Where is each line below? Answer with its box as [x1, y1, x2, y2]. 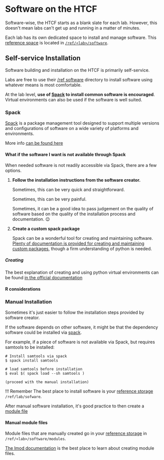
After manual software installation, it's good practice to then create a [5, 403, 144, 409]
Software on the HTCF [5, 3, 98, 15]
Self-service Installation [5, 54, 81, 63]
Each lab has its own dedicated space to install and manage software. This [5, 34, 157, 40]
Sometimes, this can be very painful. [12, 196, 87, 202]
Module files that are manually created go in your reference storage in [5, 430, 147, 436]
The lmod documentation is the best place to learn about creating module [5, 445, 154, 451]
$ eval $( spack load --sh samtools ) [5, 371, 85, 376]
